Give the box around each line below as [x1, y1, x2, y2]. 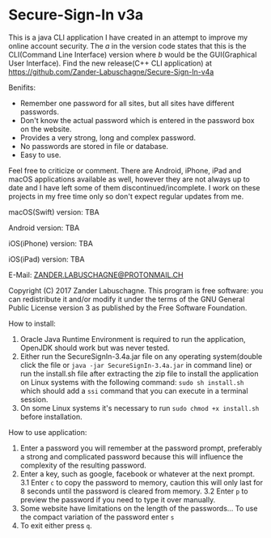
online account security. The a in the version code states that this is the [8, 41, 247, 50]
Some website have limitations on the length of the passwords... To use [19, 503, 258, 513]
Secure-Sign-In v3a [8, 6, 144, 24]
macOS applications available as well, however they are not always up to [8, 174, 251, 184]
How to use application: [8, 427, 87, 437]
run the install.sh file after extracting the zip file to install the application [19, 369, 259, 378]
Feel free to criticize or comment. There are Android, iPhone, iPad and [8, 165, 242, 175]
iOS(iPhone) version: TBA [8, 238, 93, 248]
